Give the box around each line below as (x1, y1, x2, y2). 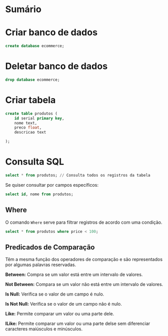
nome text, (14, 120, 37, 125)
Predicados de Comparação (5, 243, 95, 251)
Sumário (5, 4, 41, 15)
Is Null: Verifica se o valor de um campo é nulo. (5, 291, 105, 297)
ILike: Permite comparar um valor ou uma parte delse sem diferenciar (5, 320, 150, 327)
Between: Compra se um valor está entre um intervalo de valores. (5, 272, 143, 278)
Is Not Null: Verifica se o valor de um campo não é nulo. (5, 301, 122, 307)
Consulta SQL (5, 156, 64, 167)
